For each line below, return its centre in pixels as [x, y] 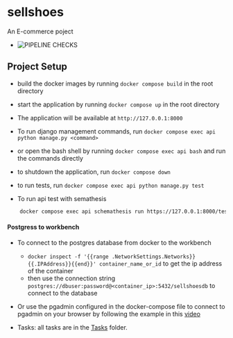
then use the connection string [71, 278]
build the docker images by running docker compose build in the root [115, 83]
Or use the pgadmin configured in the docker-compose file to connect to [121, 306]
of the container [51, 271]
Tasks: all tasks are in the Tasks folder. [72, 327]
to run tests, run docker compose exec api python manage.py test [111, 185]
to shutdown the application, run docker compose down [94, 172]
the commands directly [50, 158]
